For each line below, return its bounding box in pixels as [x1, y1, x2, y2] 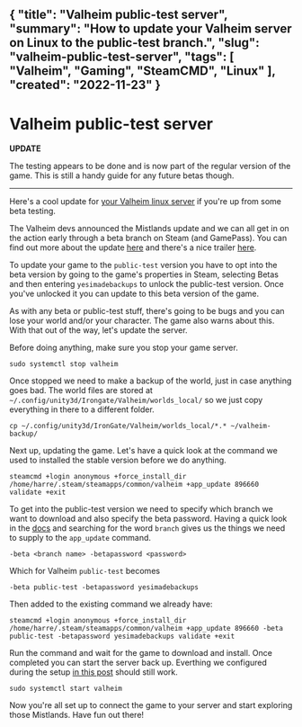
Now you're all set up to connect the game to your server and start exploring [9, 700, 293, 711]
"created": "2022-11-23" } [9, 77, 162, 93]
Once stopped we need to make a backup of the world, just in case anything [9, 375, 292, 386]
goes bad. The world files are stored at [9, 385, 153, 396]
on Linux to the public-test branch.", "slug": [9, 35, 260, 50]
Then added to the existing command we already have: [9, 598, 213, 610]
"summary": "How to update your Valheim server [9, 22, 292, 37]
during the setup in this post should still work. [9, 667, 178, 678]
